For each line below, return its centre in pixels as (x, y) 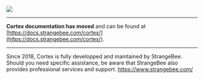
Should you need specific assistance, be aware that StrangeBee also (92, 63)
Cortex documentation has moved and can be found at (76, 26)
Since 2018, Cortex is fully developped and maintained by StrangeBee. (94, 56)
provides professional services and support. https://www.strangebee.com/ (100, 69)
